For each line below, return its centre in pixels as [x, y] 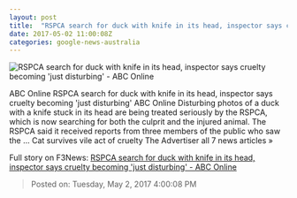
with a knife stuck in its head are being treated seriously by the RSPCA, [138, 112]
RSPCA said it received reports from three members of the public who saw [145, 131]
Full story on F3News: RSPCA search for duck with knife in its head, [132, 158]
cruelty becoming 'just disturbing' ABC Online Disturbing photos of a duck [145, 103]
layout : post [33, 17]
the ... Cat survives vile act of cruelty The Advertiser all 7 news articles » [141, 141]
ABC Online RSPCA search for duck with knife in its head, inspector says [141, 94]
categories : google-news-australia [75, 42]
